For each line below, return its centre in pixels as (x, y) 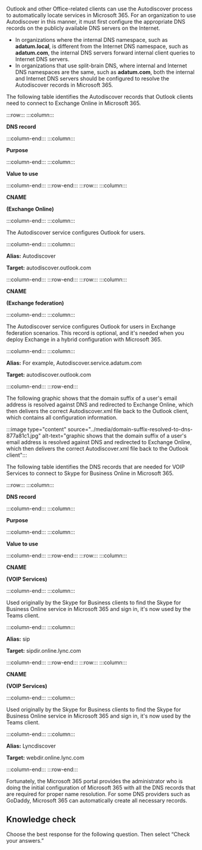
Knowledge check (41, 819)
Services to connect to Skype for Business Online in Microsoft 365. (90, 473)
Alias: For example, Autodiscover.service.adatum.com (74, 363)
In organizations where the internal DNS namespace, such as (91, 40)
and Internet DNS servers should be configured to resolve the (92, 79)
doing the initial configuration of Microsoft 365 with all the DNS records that (101, 788)
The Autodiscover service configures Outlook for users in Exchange (91, 326)
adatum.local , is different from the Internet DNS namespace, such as (102, 46)
